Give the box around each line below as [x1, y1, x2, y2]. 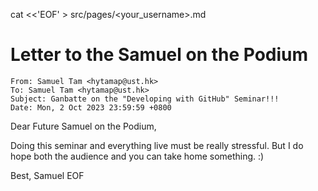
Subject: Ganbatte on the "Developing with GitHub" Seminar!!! [10, 94, 280, 104]
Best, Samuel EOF [10, 169, 85, 181]
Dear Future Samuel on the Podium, [10, 120, 157, 132]
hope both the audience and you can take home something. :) [10, 150, 265, 162]
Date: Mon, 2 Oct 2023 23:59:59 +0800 [10, 102, 172, 113]
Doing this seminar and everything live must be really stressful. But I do [10, 139, 304, 151]
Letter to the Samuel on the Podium [10, 44, 309, 66]
